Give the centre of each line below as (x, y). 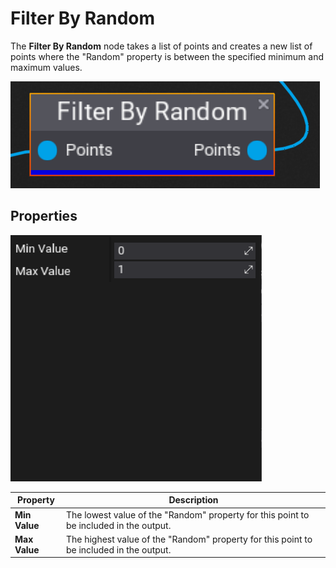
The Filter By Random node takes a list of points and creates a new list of (161, 46)
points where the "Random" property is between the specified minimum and (167, 56)
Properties (44, 216)
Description (193, 500)
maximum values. (46, 67)
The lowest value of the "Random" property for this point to (187, 514)
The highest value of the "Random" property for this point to (189, 539)
